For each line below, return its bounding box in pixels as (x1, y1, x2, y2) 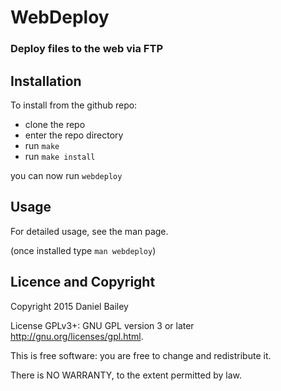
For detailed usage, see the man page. (10, 225, 169, 237)
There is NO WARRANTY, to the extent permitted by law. (10, 369, 243, 381)
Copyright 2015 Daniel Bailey (10, 300, 129, 312)
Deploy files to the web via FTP (10, 42, 163, 56)
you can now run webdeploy (10, 169, 123, 181)
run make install (24, 150, 96, 162)
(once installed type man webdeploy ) (10, 244, 157, 256)
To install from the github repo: (10, 99, 138, 111)
